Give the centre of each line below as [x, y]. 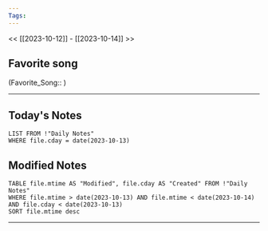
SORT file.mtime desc [44, 212]
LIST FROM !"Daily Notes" [51, 134]
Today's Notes [45, 115]
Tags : [17, 16]
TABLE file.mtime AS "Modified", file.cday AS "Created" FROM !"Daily [128, 184]
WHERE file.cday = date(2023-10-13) [69, 141]
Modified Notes [47, 165]
